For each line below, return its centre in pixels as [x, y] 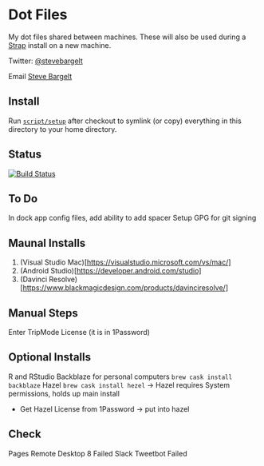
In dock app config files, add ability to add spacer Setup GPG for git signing [132, 218]
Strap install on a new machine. [60, 45]
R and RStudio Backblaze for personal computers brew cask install [120, 376]
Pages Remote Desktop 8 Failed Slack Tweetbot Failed [98, 453]
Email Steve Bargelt [40, 76]
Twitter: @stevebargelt [45, 61]
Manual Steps [43, 313]
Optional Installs [50, 357]
